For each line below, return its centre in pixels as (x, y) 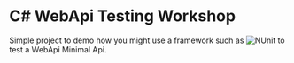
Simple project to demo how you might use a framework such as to (147, 40)
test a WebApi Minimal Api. (58, 49)
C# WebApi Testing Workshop (123, 16)
